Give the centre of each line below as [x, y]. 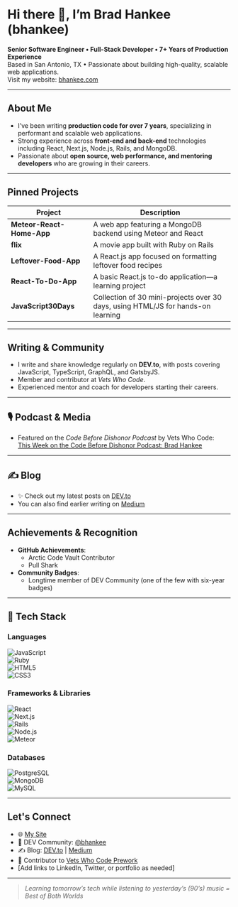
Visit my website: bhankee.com [53, 79]
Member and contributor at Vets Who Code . [81, 380]
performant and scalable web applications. [80, 133]
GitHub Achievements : [52, 550]
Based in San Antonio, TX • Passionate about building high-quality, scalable [118, 64]
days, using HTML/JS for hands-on [152, 306]
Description [160, 212]
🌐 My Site [32, 834]
